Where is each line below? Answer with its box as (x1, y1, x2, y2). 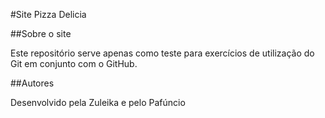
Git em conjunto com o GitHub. (10, 58, 138, 69)
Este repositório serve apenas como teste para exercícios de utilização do (10, 47, 315, 59)
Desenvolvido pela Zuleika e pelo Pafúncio (10, 97, 186, 108)
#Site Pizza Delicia (10, 9, 87, 20)
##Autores (10, 77, 55, 89)
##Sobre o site (10, 28, 72, 39)
